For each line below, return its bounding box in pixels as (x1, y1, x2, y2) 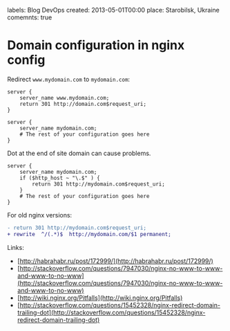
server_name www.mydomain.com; (19, 94, 110, 101)
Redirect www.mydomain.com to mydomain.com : (7, 75, 130, 83)
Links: (7, 243, 24, 251)
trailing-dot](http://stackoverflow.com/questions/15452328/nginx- (17, 308, 206, 316)
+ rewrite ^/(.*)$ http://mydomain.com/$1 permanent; (7, 231, 171, 238)
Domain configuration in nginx (7, 37, 185, 53)
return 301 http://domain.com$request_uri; (19, 100, 147, 107)
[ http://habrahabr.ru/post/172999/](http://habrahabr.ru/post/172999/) (17, 256, 214, 265)
